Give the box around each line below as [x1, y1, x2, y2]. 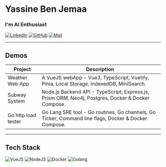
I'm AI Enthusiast [5, 21, 47, 28]
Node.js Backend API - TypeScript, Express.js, [41, 88, 150, 95]
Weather [7, 74, 28, 81]
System [7, 98, 26, 105]
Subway [7, 91, 27, 98]
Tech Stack [5, 143, 41, 152]
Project [13, 66, 31, 73]
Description [86, 66, 115, 73]
